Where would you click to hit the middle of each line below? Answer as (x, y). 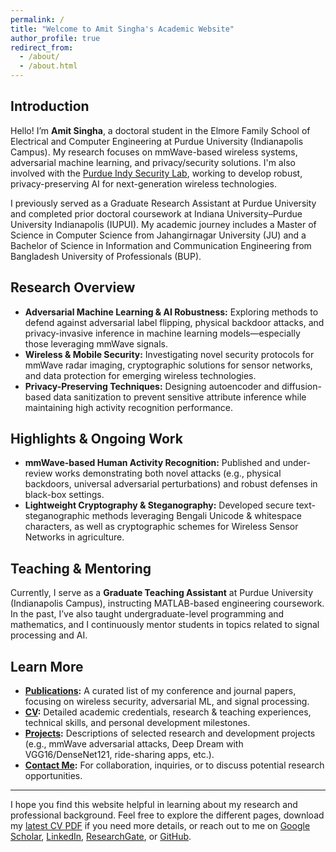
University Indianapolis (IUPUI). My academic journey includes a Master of (163, 224)
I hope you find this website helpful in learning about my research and (154, 805)
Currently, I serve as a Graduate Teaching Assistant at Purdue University (162, 593)
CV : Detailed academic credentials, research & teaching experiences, (168, 712)
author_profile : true (55, 38)
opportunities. (53, 776)
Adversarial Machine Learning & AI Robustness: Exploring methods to (171, 312)
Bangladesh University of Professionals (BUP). (106, 256)
